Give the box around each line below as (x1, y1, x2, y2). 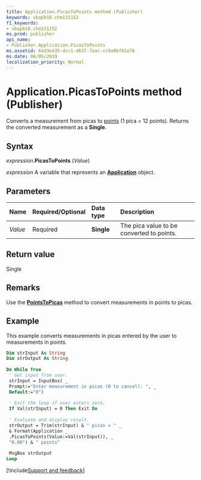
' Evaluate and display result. (8, 417, 90, 423)
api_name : (6, 37, 31, 43)
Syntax (6, 141, 33, 151)
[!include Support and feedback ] (6, 467, 85, 474)
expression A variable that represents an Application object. (6, 169, 156, 176)
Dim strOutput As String (6, 355, 68, 362)
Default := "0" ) (8, 389, 44, 395)
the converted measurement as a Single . (6, 124, 106, 131)
